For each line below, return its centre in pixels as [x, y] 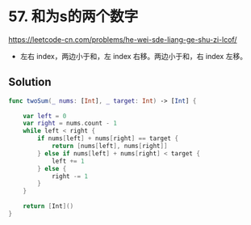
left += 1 [68, 161]
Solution [30, 82]
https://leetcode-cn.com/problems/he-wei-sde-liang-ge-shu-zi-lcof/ [123, 39]
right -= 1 [70, 176]
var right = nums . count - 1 [70, 123]
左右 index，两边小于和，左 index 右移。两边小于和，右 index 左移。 [134, 56]
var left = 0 [45, 116]
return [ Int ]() [48, 206]
